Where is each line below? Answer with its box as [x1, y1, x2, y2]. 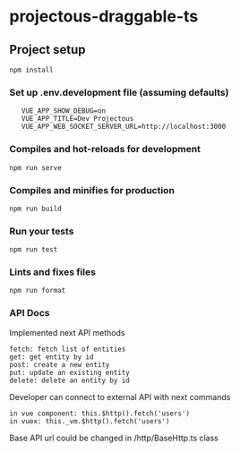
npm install [9, 65, 54, 74]
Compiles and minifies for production [9, 183, 175, 196]
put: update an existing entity [9, 368, 130, 377]
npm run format [9, 286, 66, 295]
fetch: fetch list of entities [9, 345, 126, 354]
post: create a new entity [9, 360, 110, 369]
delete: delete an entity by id [9, 376, 130, 385]
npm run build [9, 204, 63, 213]
